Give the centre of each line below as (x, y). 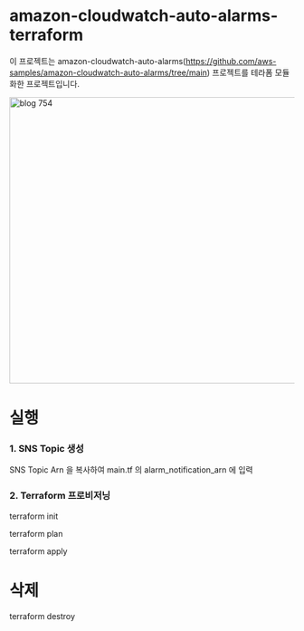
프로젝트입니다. (52, 83)
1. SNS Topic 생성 (47, 449)
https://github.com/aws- (231, 61)
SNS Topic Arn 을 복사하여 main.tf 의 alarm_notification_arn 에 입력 (131, 470)
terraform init (34, 516)
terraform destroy (42, 616)
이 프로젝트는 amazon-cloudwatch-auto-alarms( (98, 61)
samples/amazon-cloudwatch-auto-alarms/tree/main (109, 72)
